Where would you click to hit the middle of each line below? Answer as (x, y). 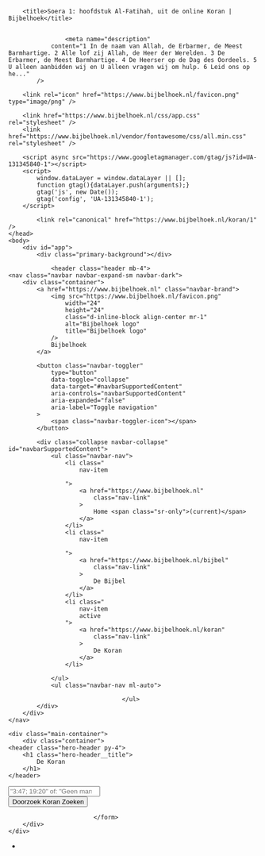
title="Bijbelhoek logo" (106, 331)
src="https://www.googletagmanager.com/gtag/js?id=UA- (165, 157)
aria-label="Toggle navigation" (104, 407)
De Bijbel (109, 581)
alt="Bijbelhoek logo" (102, 324)
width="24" (83, 303)
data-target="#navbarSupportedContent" (116, 387)
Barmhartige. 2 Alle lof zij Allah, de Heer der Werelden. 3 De (117, 53)
